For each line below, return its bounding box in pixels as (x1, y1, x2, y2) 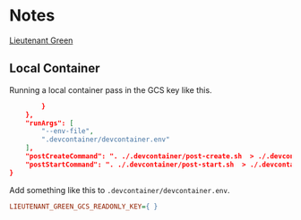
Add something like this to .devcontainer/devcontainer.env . (9, 184, 230, 195)
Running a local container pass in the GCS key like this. (9, 84, 212, 95)
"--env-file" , (41, 127, 94, 136)
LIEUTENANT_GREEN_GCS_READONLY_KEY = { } (9, 202, 159, 211)
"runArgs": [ (25, 118, 74, 128)
